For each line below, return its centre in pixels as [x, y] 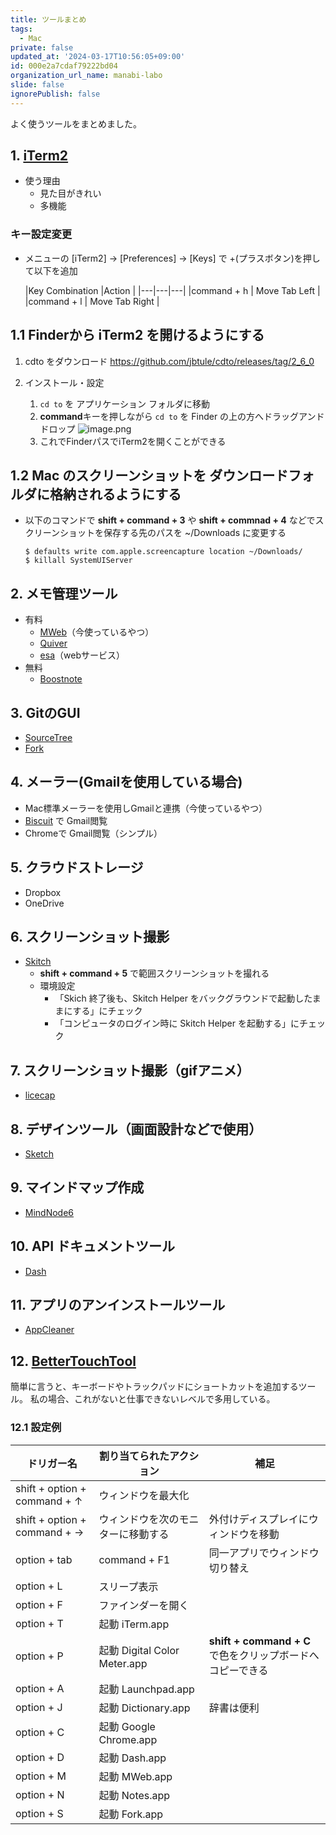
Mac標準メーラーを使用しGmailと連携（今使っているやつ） [146, 808]
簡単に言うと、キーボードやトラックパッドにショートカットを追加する [154, 1387]
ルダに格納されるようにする [96, 494]
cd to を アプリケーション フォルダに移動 [124, 403]
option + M [41, 1776]
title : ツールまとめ [48, 19]
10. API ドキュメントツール [93, 1246]
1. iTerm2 [39, 156]
